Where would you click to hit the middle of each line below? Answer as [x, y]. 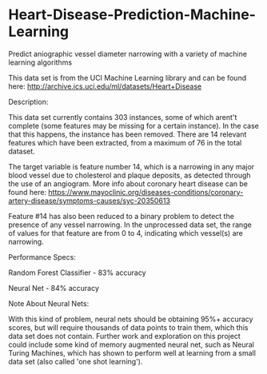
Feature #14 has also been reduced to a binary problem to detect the [121, 216]
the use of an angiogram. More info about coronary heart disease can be [128, 183]
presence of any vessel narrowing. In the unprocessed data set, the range [130, 225]
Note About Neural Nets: [49, 303]
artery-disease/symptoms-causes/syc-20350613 [89, 201]
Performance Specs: [42, 257]
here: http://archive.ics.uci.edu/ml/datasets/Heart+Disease [105, 86]
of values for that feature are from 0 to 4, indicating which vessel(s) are [126, 233]
